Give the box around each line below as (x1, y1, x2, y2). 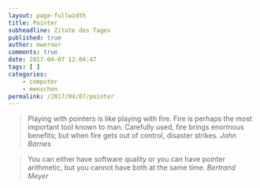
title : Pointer (8, 19, 58, 27)
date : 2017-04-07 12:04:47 (8, 56, 97, 64)
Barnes (27, 139, 51, 149)
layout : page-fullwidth (8, 11, 87, 20)
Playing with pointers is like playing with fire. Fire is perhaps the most (27, 114, 252, 123)
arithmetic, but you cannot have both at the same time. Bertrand (27, 163, 236, 172)
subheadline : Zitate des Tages (8, 26, 111, 34)
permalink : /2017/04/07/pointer (8, 92, 114, 100)
